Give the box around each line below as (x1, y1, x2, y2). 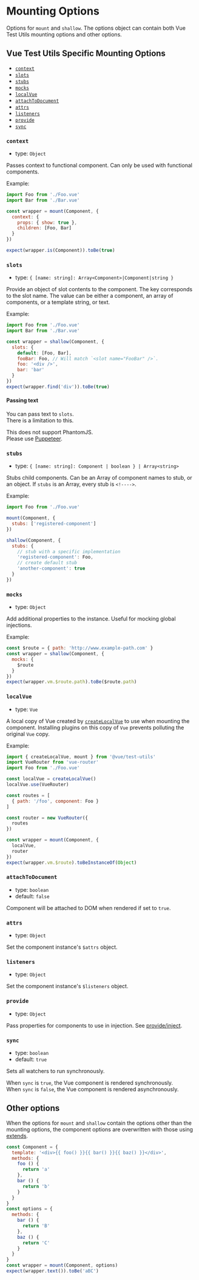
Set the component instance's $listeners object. (6, 983, 129, 990)
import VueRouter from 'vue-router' (6, 760, 99, 766)
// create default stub (17, 560, 78, 566)
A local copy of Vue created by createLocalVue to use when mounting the (6, 717, 190, 724)
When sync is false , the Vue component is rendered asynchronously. (6, 1086, 179, 1093)
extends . (6, 1132, 29, 1139)
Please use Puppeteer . (6, 435, 62, 442)
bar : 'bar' (17, 367, 45, 373)
